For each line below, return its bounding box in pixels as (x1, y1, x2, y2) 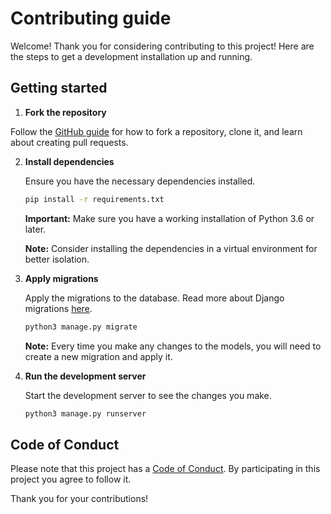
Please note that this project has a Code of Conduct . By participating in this (10, 463, 321, 475)
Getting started (10, 80, 108, 97)
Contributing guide (10, 7, 172, 30)
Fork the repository (24, 106, 107, 118)
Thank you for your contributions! (10, 493, 149, 505)
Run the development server (24, 370, 147, 382)
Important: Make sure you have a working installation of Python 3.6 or (24, 212, 315, 224)
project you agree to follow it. (10, 473, 132, 486)
